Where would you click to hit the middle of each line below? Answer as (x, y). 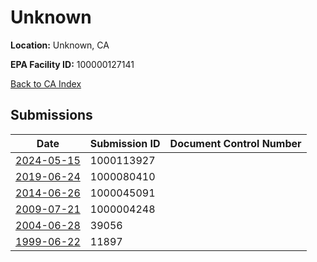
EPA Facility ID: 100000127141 (72, 64)
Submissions (51, 115)
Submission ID (125, 143)
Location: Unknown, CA (60, 45)
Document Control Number (235, 143)
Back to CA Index (46, 83)
